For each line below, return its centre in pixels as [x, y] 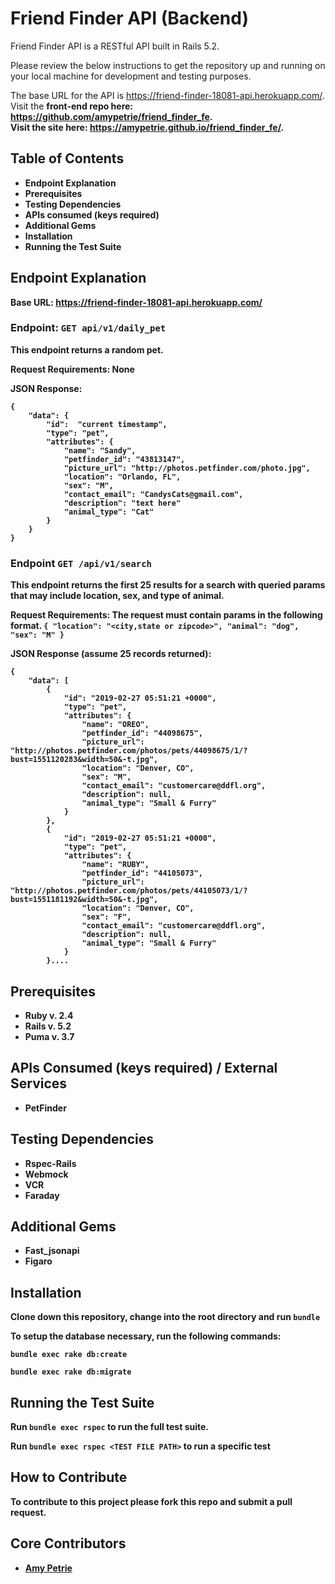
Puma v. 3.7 [49, 1036]
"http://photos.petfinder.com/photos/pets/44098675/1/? [129, 751]
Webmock [46, 1174]
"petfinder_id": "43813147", [124, 459]
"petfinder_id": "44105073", [142, 873]
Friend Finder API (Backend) [129, 18]
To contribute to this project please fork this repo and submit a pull [151, 1501]
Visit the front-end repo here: [72, 106]
